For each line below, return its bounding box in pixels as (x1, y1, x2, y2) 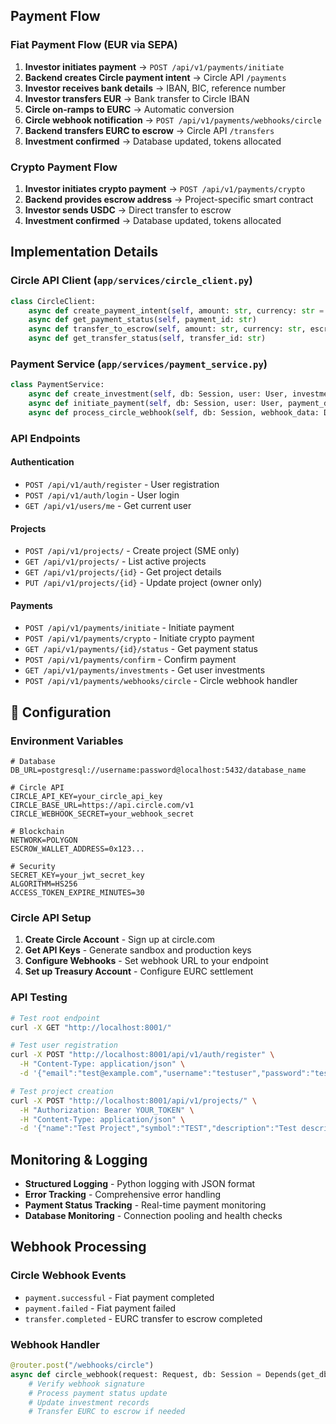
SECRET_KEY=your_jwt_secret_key (10, 870, 145, 881)
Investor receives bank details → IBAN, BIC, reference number (24, 82, 286, 94)
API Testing (10, 990, 68, 1004)
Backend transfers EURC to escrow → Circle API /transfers (24, 124, 275, 136)
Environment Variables (10, 734, 124, 748)
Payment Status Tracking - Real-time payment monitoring (24, 1199, 267, 1211)
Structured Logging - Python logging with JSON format (24, 1178, 256, 1190)
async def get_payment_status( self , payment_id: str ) (28, 315, 257, 325)
